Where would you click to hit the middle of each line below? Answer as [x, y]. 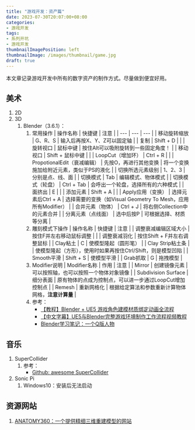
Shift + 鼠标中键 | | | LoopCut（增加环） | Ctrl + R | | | [110, 155]
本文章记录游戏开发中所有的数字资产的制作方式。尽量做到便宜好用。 [88, 78]
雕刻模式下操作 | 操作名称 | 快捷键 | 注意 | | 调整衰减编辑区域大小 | [111, 229]
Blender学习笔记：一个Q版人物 [78, 324]
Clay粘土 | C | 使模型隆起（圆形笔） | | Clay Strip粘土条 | [122, 243]
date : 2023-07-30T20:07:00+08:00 [47, 17]
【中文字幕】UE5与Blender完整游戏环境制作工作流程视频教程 [114, 317]
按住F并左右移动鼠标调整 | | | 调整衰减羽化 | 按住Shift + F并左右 [108, 236]
